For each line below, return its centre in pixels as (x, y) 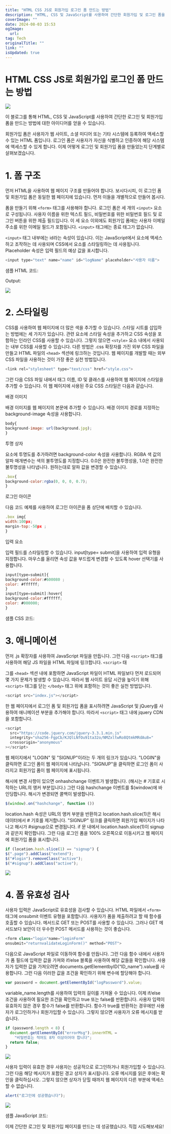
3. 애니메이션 (31, 641)
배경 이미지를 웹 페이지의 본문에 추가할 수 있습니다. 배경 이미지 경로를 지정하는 (83, 408)
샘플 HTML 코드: (22, 271)
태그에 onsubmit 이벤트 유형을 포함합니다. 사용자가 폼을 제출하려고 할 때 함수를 (83, 916)
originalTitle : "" (25, 43)
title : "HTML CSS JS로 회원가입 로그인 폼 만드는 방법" (58, 10)
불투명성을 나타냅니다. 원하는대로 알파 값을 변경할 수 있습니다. (66, 467)
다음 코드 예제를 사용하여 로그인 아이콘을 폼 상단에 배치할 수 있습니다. (74, 507)
